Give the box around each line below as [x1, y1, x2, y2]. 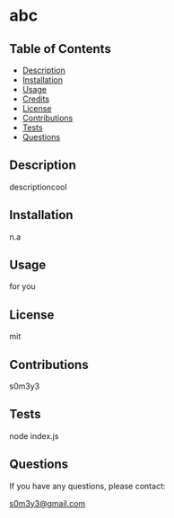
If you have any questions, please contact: [9, 480, 166, 491]
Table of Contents [9, 41, 112, 57]
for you [9, 281, 36, 292]
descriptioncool [9, 181, 67, 192]
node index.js [9, 430, 59, 441]
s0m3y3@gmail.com [9, 497, 86, 508]
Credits [22, 93, 50, 104]
